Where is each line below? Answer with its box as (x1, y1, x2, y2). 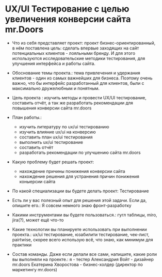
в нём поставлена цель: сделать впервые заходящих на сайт (12, 45, 139, 51)
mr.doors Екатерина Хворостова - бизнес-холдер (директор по (12, 262, 143, 267)
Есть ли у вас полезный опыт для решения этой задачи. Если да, (12, 197, 147, 203)
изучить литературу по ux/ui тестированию (19, 123, 110, 129)
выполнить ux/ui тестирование (19, 139, 83, 145)
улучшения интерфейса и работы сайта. (12, 61, 96, 66)
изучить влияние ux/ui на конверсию (19, 129, 96, 135)
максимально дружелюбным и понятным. (12, 85, 100, 91)
